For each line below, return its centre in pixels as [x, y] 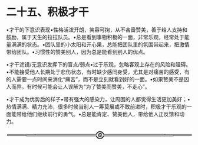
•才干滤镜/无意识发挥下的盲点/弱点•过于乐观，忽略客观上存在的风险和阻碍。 [99, 64]
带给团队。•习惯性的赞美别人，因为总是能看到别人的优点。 [77, 51]
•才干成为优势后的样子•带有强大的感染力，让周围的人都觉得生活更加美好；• [98, 99]
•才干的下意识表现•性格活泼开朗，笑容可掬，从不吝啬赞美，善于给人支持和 [97, 30]
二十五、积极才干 [48, 12]
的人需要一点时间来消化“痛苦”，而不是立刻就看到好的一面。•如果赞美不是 [95, 79]
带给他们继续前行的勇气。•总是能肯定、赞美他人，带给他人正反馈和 [98, 114]
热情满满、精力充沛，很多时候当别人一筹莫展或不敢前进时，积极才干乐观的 [96, 107]
